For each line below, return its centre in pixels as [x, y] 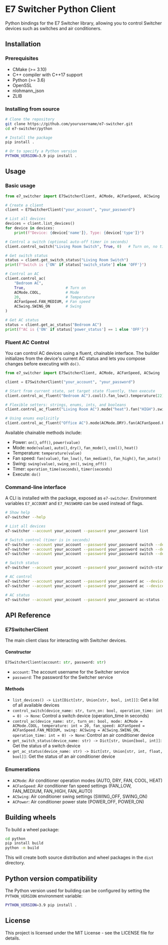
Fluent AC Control [27, 342]
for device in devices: [30, 228]
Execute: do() [26, 475]
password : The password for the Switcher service [63, 677]
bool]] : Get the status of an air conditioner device [64, 756]
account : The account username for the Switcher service [71, 672]
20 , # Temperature [54, 297]
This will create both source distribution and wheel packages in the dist [79, 857]
